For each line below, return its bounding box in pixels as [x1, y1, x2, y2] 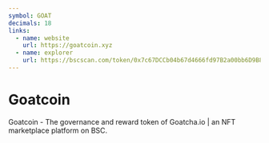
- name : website [15, 34, 70, 42]
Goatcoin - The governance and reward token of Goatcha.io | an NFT [8, 117, 236, 126]
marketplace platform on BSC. [8, 125, 108, 135]
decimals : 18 [8, 19, 52, 27]
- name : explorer [15, 49, 74, 57]
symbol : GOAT [8, 11, 52, 20]
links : [8, 26, 30, 34]
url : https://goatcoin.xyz [22, 42, 113, 50]
